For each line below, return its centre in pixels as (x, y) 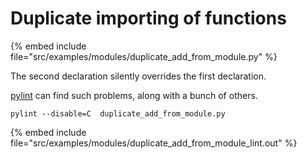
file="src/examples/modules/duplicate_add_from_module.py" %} (144, 56)
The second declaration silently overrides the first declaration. (138, 76)
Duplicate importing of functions (148, 18)
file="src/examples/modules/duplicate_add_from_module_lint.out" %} (154, 143)
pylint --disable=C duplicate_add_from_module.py (118, 113)
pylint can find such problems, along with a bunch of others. (134, 95)
